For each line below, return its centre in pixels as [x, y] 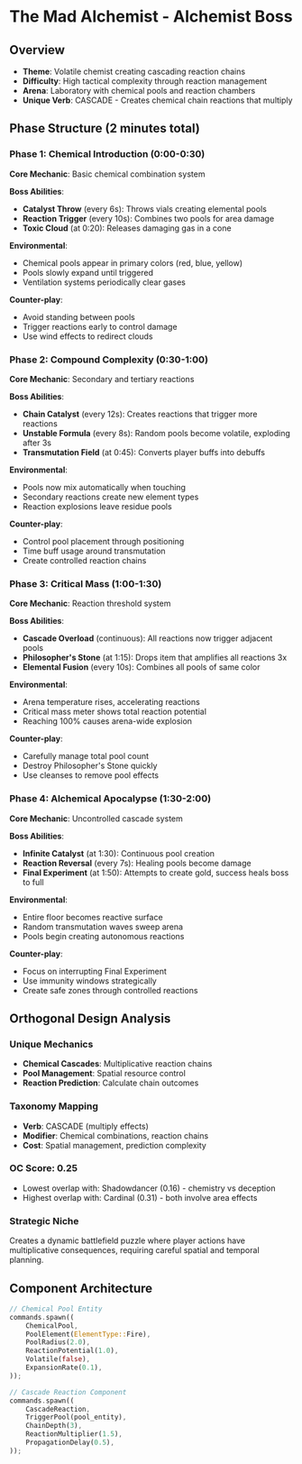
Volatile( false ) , [58, 1359]
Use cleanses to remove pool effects [91, 775]
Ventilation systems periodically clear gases [104, 282]
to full [33, 882]
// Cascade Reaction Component [68, 1392]
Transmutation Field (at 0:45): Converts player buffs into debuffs [144, 452]
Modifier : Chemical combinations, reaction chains [115, 1135]
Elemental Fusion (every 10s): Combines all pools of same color [141, 667]
